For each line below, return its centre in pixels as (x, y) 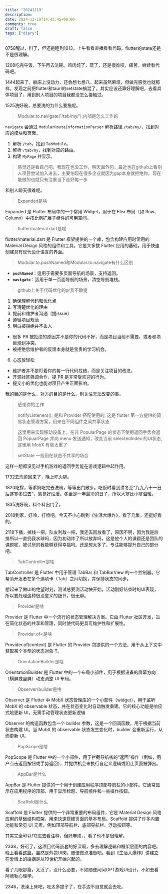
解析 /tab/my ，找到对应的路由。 (45, 150)
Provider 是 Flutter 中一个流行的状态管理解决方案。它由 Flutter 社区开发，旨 (83, 617)
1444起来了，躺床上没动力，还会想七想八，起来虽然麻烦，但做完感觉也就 (80, 82)
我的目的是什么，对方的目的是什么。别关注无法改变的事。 (64, 394)
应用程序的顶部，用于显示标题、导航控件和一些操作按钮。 (73, 791)
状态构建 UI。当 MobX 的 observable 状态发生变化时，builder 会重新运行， (82, 729)
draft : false (19, 29)
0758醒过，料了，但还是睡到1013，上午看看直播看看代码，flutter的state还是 (83, 48)
